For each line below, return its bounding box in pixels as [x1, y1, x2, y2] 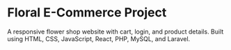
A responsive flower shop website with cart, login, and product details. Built [7, 27, 224, 36]
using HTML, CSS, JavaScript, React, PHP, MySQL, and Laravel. [7, 34, 191, 42]
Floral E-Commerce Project [7, 5, 167, 21]
